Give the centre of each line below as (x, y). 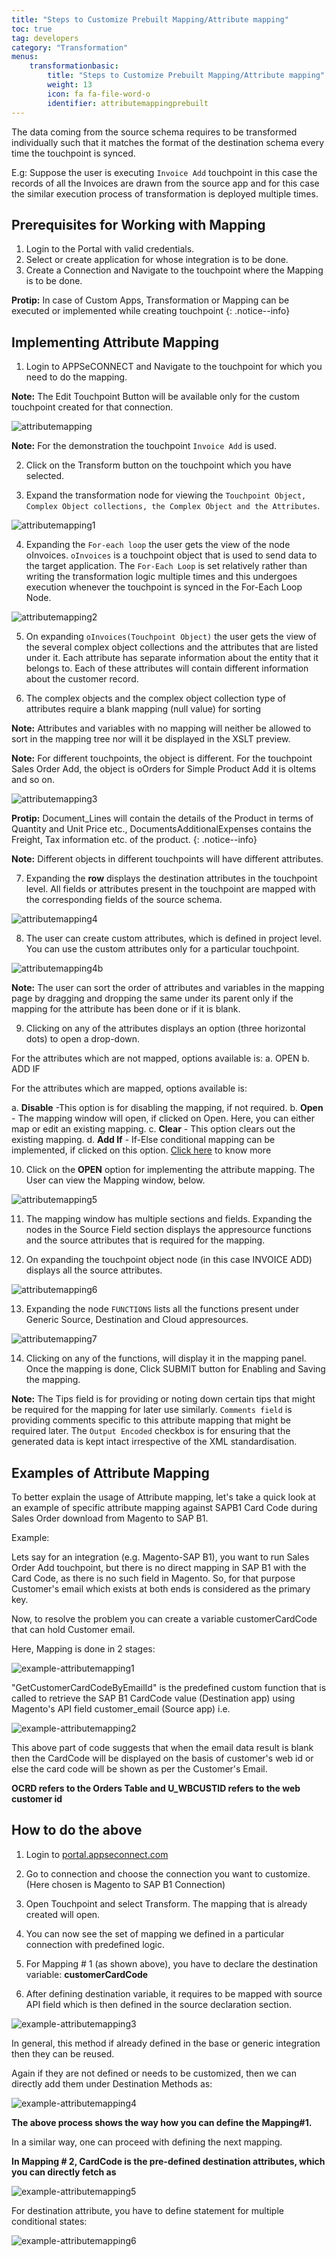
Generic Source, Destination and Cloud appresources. (137, 1320)
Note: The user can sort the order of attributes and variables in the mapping (168, 988)
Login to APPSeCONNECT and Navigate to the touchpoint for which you (174, 367)
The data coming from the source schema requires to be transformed (154, 132)
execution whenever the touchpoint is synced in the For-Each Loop (164, 587)
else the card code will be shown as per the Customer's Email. (139, 1768)
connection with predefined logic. (95, 1944)
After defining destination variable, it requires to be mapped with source (174, 1993)
